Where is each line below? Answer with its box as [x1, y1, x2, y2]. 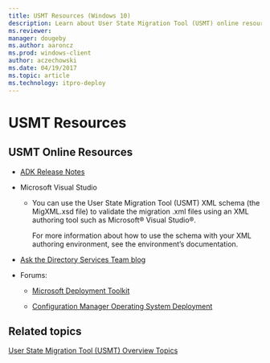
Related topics [8, 324, 82, 338]
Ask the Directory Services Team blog [19, 255, 146, 264]
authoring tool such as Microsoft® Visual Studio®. [31, 214, 197, 225]
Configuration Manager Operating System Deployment [31, 301, 213, 311]
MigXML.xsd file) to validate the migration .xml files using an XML [31, 206, 249, 216]
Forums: [19, 270, 48, 279]
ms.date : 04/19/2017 [8, 64, 78, 72]
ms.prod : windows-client [8, 49, 92, 57]
